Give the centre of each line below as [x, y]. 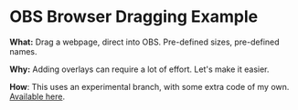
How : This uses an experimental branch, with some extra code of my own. [149, 86]
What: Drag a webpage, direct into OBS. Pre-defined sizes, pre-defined [145, 42]
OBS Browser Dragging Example [134, 17]
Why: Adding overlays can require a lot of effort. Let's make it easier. [139, 69]
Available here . [37, 96]
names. [23, 51]
